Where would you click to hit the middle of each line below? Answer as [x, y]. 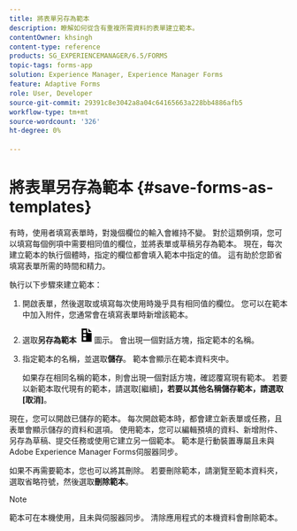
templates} [51, 207]
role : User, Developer [51, 93]
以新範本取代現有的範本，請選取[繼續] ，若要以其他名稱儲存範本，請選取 [153, 389]
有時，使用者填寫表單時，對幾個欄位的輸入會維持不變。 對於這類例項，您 [142, 232]
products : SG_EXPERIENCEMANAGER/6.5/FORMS [88, 56]
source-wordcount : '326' [55, 121]
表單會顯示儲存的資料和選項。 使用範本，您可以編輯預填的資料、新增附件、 [146, 429]
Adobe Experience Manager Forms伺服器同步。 [96, 451]
